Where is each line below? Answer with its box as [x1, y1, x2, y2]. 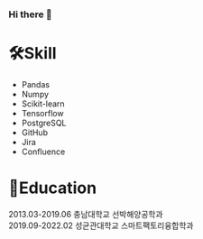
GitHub [21, 126, 49, 138]
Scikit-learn [21, 98, 65, 109]
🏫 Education [8, 178, 97, 198]
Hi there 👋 [8, 8, 53, 21]
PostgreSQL [21, 117, 67, 128]
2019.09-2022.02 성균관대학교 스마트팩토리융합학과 [8, 220, 194, 231]
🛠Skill [8, 43, 57, 64]
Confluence [21, 146, 66, 157]
